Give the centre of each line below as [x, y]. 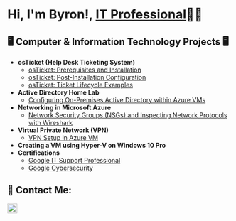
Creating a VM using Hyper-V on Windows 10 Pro [92, 145]
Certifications [39, 153]
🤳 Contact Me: [40, 190]
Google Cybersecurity [61, 168]
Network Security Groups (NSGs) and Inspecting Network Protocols [128, 115]
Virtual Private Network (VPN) [63, 130]
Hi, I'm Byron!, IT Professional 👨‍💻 [105, 15]
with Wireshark [50, 123]
